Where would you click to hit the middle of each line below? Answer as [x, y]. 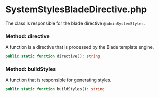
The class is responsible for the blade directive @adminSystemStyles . [75, 23]
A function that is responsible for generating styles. [58, 80]
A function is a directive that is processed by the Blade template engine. [80, 47]
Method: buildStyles [31, 69]
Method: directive [27, 36]
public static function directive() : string [53, 56]
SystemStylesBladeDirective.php [76, 9]
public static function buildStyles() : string [55, 89]
